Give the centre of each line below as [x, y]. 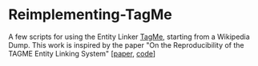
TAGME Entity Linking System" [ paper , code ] [82, 53]
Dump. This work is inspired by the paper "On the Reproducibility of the [126, 45]
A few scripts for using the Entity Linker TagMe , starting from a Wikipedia [129, 37]
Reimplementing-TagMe [90, 15]
